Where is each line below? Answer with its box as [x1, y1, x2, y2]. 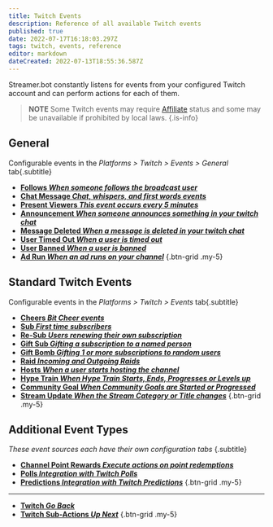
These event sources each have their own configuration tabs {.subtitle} [8, 445, 248, 455]
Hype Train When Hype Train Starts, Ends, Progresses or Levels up [19, 373, 251, 383]
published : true [8, 27, 63, 35]
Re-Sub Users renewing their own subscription [19, 330, 183, 340]
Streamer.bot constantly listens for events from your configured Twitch [8, 79, 246, 90]
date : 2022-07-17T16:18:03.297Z [8, 34, 118, 43]
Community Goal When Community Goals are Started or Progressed [19, 382, 256, 392]
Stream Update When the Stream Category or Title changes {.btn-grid [19, 390, 262, 400]
